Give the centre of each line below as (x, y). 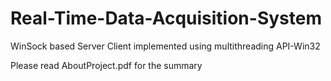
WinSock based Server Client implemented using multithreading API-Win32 (165, 46)
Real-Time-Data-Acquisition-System (166, 18)
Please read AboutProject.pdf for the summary (106, 65)
